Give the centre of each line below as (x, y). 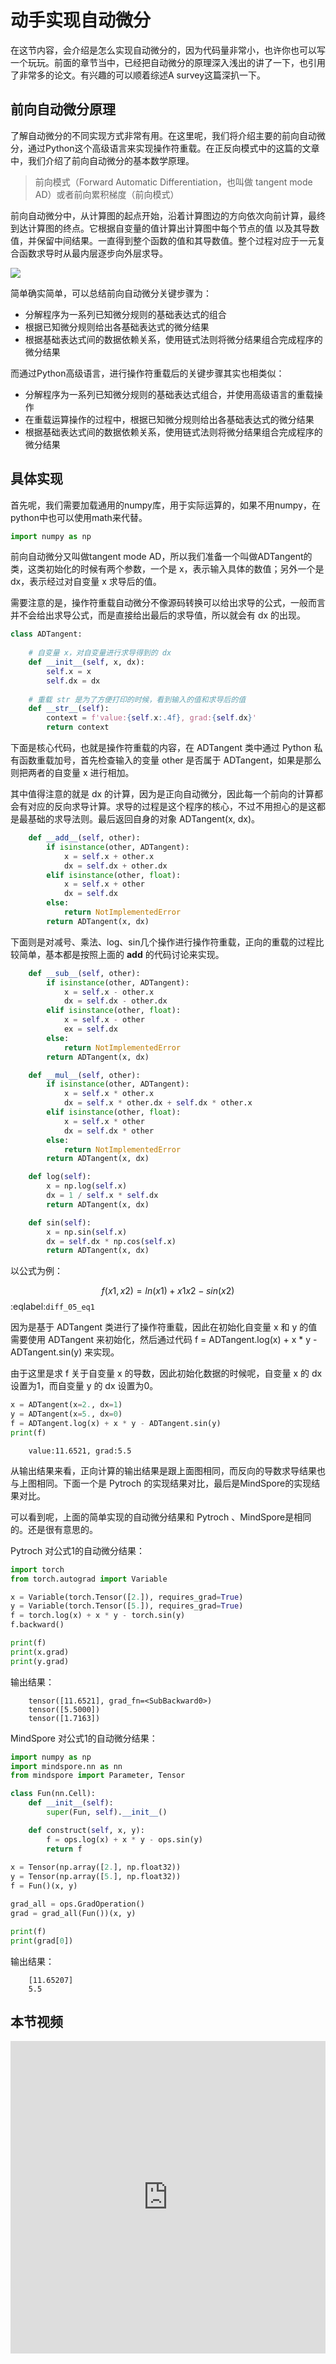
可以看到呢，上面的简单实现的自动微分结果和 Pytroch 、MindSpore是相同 (161, 1517)
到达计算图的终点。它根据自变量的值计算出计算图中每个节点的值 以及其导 (160, 228)
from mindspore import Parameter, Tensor (98, 1776)
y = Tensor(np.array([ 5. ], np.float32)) (96, 1877)
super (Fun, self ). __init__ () (107, 1812)
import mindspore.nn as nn (66, 1766)
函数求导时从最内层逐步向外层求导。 (93, 253)
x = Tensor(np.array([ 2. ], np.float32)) (96, 1867)
